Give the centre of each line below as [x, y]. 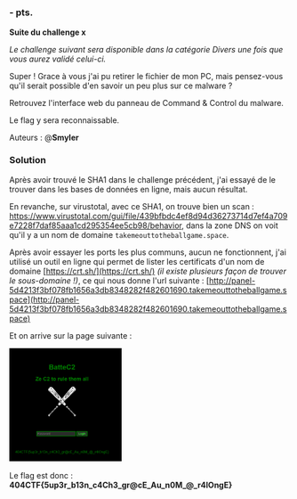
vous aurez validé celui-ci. [58, 59]
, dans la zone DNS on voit [229, 225]
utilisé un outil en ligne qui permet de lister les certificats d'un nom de [137, 261]
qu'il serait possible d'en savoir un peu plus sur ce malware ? [121, 86]
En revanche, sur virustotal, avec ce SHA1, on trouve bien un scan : [132, 206]
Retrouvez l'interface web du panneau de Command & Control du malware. [147, 102]
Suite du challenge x [48, 32]
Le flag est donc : [41, 476]
